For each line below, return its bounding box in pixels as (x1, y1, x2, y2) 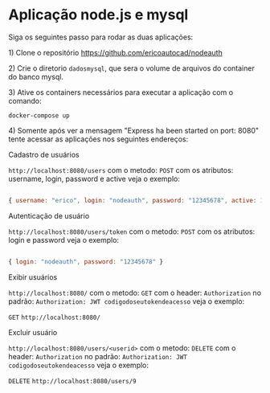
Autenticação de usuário (8, 211, 90, 220)
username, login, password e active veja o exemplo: (8, 174, 181, 183)
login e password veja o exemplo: (8, 235, 119, 244)
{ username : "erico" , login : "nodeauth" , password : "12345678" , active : (8, 196, 257, 204)
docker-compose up (8, 111, 70, 120)
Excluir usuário (8, 327, 58, 337)
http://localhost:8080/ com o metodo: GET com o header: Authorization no (8, 288, 262, 297)
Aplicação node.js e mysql (8, 6, 189, 24)
